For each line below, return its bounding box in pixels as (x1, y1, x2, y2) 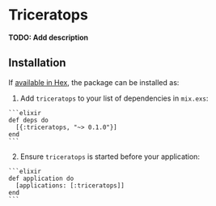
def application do (8, 174, 74, 182)
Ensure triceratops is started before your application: (19, 152, 201, 161)
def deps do (8, 116, 49, 124)
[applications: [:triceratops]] (15, 181, 125, 190)
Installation (8, 56, 66, 70)
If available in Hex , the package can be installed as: (8, 77, 180, 87)
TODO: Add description (8, 32, 89, 42)
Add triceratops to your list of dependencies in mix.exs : (19, 93, 209, 103)
